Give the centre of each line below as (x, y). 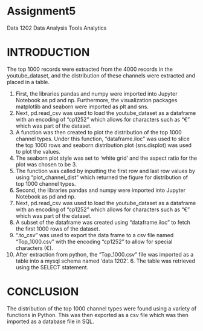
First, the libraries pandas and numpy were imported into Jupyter (96, 93)
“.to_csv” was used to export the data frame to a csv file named (95, 235)
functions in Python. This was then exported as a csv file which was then (98, 315)
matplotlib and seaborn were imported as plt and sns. (82, 107)
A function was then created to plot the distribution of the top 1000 (98, 132)
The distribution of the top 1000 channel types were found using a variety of (102, 308)
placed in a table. (28, 82)
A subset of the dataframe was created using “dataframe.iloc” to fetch (103, 222)
